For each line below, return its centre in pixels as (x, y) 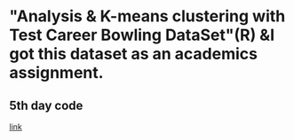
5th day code (46, 105)
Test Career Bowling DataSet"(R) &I (142, 35)
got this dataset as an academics (133, 54)
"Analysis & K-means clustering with (147, 16)
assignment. (56, 73)
